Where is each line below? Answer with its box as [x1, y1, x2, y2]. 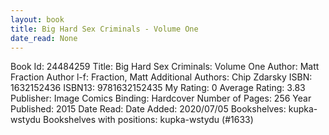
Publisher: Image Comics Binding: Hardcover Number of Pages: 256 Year [10, 92, 312, 105]
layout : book [10, 14, 65, 25]
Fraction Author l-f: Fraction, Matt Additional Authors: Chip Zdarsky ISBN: [10, 71, 313, 83]
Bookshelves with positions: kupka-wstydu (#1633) [43, 114, 254, 126]
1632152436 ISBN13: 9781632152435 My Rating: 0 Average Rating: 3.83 [10, 82, 306, 94]
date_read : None [10, 33, 78, 43]
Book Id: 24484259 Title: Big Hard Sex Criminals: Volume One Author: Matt [10, 61, 320, 73]
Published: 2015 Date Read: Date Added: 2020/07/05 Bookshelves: [10, 103, 287, 115]
